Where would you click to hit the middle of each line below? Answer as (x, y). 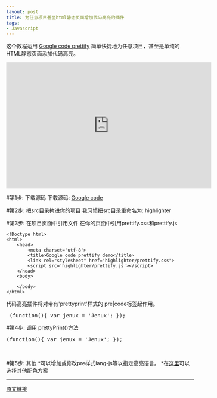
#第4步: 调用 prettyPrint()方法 (42, 328)
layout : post (22, 12)
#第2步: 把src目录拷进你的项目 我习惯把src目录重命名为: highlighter (89, 210)
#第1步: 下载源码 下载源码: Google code (55, 198)
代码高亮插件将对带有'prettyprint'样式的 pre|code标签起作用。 (82, 304)
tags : (13, 23)
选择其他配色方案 (27, 371)
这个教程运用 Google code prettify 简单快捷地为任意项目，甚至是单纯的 (93, 46)
